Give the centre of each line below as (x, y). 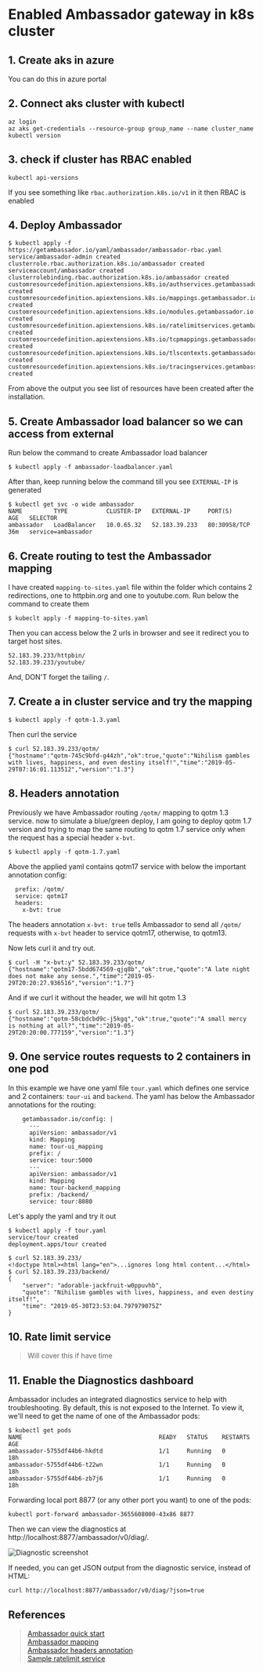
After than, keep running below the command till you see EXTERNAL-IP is (123, 482)
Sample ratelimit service (66, 1658)
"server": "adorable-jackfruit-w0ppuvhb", (92, 1285)
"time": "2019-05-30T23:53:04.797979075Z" (92, 1306)
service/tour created (43, 1237)
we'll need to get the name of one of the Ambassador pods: (104, 1416)
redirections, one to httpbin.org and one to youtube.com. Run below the (124, 595)
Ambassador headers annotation (80, 1650)
